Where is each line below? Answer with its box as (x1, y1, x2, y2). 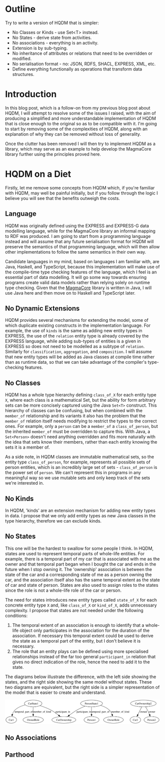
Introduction (5, 89, 57, 100)
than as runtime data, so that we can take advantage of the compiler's (5, 359, 147, 365)
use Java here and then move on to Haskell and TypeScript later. (5, 290, 136, 296)
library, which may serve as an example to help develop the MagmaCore (5, 146, 151, 152)
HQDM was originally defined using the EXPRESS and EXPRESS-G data (5, 223, 149, 229)
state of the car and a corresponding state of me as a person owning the (5, 571, 152, 577)
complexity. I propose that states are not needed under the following (5, 607, 144, 613)
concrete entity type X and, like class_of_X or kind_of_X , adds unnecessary (5, 602, 157, 608)
